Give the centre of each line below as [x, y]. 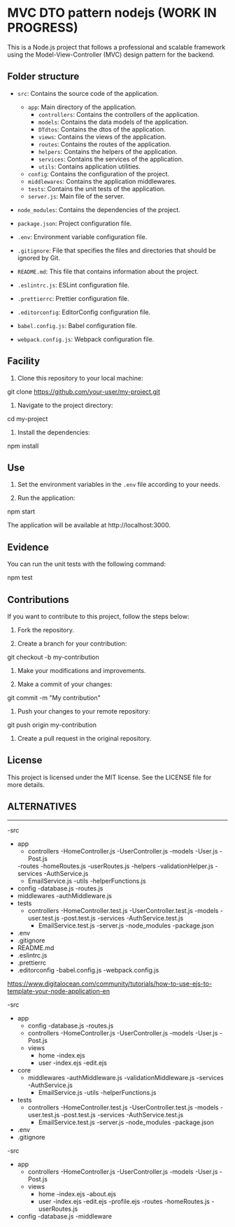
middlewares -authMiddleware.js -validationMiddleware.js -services [126, 1077]
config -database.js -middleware [64, 1216]
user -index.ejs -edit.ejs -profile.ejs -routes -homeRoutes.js [124, 1201]
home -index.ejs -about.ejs [77, 1193]
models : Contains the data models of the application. [113, 122]
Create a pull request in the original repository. [84, 738]
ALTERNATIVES [42, 807]
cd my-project [28, 418]
